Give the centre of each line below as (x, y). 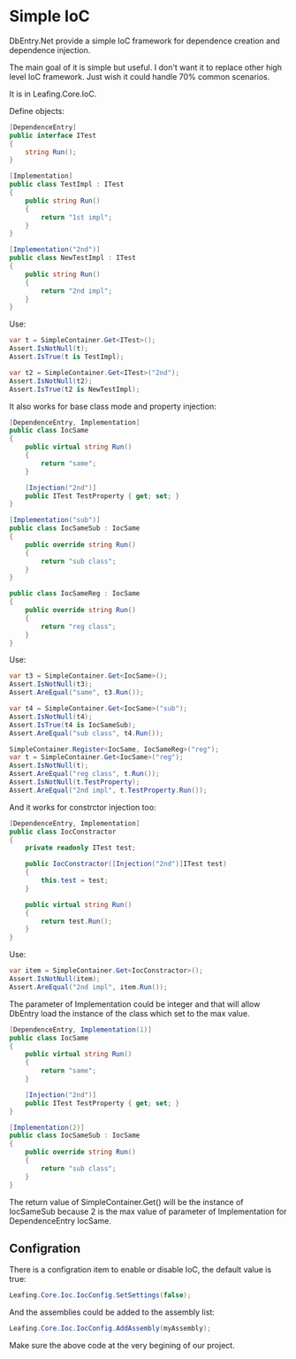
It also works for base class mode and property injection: (113, 406)
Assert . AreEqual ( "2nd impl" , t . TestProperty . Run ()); (108, 790)
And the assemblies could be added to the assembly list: (112, 1312)
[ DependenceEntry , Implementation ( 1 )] (80, 1029)
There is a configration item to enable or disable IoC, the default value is (140, 1270)
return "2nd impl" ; (77, 291)
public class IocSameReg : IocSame (75, 594)
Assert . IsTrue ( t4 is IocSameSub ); (73, 725)
